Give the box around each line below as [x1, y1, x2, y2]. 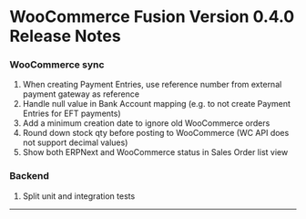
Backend [9, 170, 50, 182]
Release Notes [9, 26, 121, 47]
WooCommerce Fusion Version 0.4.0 [9, 6, 295, 27]
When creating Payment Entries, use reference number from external [22, 79, 282, 90]
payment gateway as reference [22, 89, 139, 99]
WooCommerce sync [9, 58, 105, 71]
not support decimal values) [22, 137, 128, 148]
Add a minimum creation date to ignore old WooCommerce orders [22, 118, 270, 129]
